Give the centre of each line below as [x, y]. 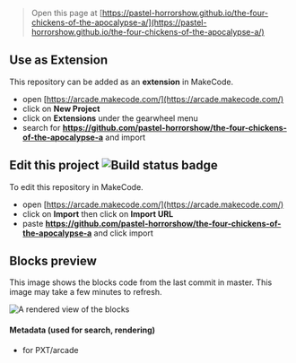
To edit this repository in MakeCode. [76, 186]
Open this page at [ [67, 13]
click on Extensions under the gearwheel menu [110, 118]
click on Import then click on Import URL [98, 213]
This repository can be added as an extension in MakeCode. [122, 82]
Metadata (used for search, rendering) [82, 330]
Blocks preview [53, 261]
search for [41, 127]
